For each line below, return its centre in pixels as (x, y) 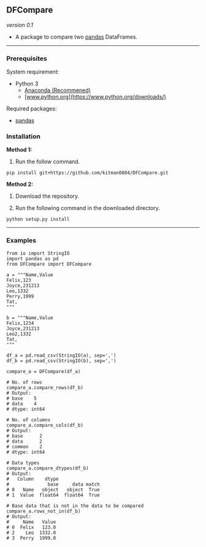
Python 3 (27, 84)
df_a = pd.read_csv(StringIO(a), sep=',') (61, 355)
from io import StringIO (38, 253)
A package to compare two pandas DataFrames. (76, 37)
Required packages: (32, 109)
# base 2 (25, 436)
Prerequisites (27, 58)
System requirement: (33, 72)
